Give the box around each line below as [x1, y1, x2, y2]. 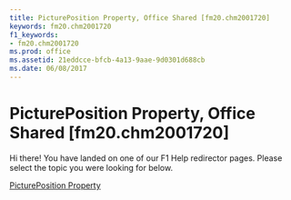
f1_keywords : [9, 30, 59, 39]
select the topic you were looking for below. [9, 162, 174, 173]
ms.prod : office [9, 47, 71, 56]
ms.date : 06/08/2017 [9, 65, 88, 74]
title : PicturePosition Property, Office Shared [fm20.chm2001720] [9, 13, 271, 23]
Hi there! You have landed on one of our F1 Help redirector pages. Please [9, 152, 283, 164]
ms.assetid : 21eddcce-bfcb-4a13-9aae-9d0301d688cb [9, 55, 206, 65]
